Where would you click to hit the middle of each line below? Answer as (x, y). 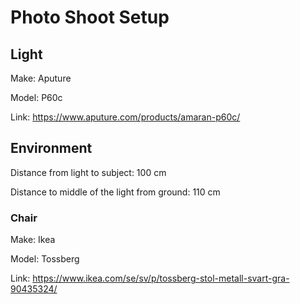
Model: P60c (36, 97)
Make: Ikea (33, 240)
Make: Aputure (41, 78)
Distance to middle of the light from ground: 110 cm (115, 192)
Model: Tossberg (45, 259)
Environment (51, 148)
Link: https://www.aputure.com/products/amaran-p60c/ (125, 117)
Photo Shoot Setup (90, 17)
